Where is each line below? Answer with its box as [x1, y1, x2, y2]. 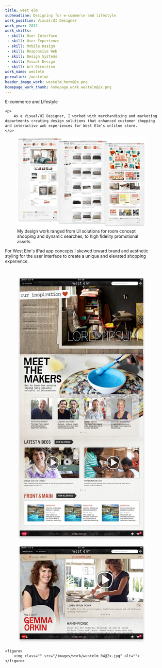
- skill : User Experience [7, 39, 60, 44]
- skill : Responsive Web [7, 49, 57, 53]
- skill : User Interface [7, 34, 57, 38]
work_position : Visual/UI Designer [5, 18, 77, 23]
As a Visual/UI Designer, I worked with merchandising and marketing [14, 113, 158, 119]
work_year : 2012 [5, 23, 38, 28]
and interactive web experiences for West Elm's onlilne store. [5, 123, 138, 128]
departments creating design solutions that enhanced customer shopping [5, 118, 155, 123]
